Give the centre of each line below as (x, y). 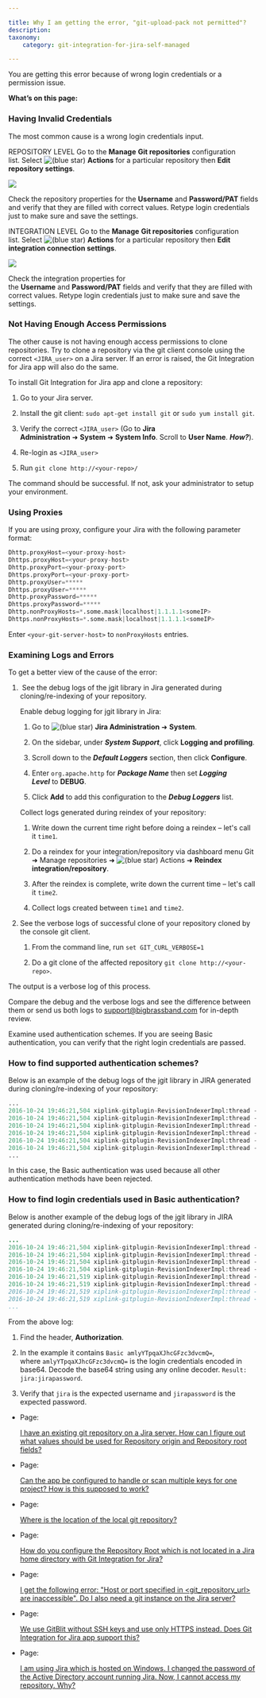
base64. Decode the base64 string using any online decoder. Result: (133, 1370)
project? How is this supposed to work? (84, 1489)
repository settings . (42, 169)
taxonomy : (25, 37)
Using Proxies (36, 512)
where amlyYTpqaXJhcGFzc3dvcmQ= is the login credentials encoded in (131, 1361)
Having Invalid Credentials (60, 119)
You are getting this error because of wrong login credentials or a (115, 74)
